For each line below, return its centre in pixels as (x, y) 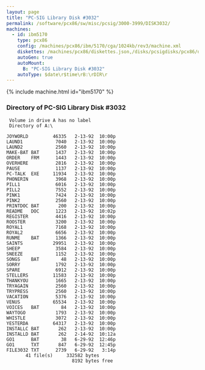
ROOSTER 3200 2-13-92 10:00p (61, 222)
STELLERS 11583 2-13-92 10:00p (61, 275)
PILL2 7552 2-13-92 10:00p (61, 190)
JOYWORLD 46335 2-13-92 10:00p (61, 136)
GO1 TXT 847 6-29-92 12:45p (61, 345)
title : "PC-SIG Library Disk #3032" (53, 18)
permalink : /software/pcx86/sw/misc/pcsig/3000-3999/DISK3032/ (88, 23)
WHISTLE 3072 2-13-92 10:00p (61, 318)
